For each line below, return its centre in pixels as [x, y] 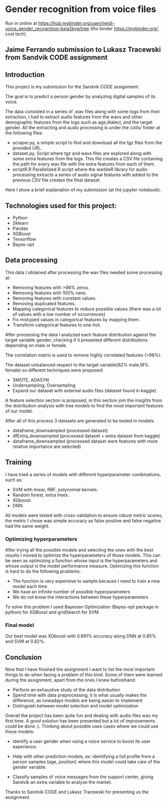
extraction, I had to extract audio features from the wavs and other [74, 117]
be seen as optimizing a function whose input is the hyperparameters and [81, 560]
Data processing [31, 260]
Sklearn [20, 223]
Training [19, 462]
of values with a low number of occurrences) [59, 314]
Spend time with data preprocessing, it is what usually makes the [79, 695]
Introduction [25, 75]
